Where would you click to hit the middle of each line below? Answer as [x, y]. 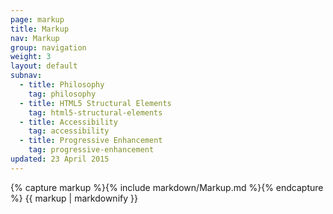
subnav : [26, 76]
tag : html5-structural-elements [95, 112]
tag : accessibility [69, 131]
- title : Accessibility [68, 122]
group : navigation [48, 47]
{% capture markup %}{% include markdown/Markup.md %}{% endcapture [167, 187]
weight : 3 [31, 57]
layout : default [44, 66]
